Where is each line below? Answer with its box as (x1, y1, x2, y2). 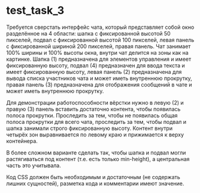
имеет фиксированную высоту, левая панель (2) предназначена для (6, 68, 182, 75)
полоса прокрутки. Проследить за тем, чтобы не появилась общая (6, 112, 178, 119)
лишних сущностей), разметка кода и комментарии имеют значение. (6, 180, 184, 187)
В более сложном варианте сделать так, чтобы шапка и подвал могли (6, 149, 186, 156)
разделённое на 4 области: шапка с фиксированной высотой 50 (6, 29, 171, 37)
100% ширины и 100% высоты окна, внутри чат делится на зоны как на (6, 49, 189, 56)
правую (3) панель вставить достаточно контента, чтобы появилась (6, 105, 181, 112)
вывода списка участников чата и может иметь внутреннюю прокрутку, (6, 75, 193, 82)
